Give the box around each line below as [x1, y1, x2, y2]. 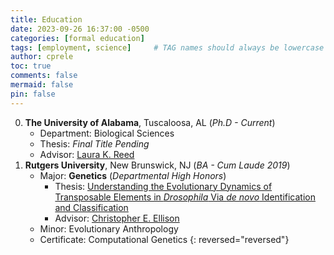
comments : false [10, 71, 78, 81]
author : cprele [10, 52, 74, 62]
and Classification [54, 201, 129, 213]
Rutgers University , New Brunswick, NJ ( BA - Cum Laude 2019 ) [24, 159, 291, 171]
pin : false [10, 89, 56, 99]
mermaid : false [10, 80, 74, 90]
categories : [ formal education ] [10, 33, 145, 43]
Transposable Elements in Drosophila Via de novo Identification [54, 191, 316, 203]
